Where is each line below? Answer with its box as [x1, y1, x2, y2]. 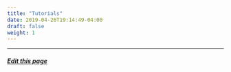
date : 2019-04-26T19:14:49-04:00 [7, 16, 103, 23]
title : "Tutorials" [7, 10, 63, 17]
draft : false [7, 23, 45, 29]
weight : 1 [7, 29, 36, 36]
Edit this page [7, 56, 48, 65]
